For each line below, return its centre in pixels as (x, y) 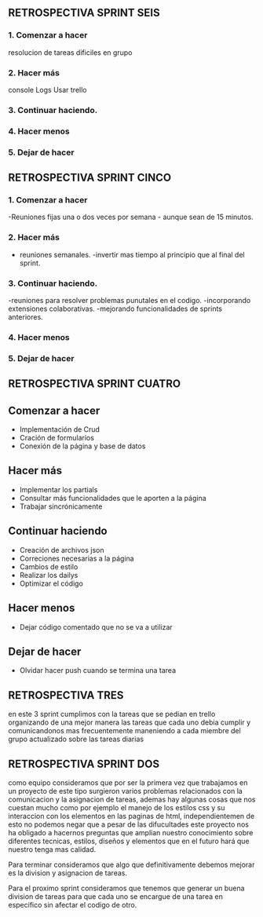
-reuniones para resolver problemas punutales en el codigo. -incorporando (130, 301)
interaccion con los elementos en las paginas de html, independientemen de (131, 816)
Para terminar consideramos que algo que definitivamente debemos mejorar (131, 864)
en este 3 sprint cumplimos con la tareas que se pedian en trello (112, 714)
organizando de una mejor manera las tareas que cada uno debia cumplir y (130, 722)
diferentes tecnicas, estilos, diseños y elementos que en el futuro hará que (129, 841)
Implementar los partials (58, 489)
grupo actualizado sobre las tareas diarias (76, 739)
